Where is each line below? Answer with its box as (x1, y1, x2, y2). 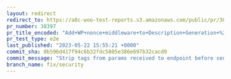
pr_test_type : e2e (6, 36, 59, 43)
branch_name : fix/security (6, 61, 84, 68)
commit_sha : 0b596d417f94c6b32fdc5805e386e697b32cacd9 (6, 49, 168, 56)
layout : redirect (6, 10, 57, 17)
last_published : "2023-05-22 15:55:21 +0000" (6, 42, 139, 49)
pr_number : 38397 (6, 23, 57, 30)
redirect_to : (6, 16, 44, 23)
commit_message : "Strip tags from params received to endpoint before (6, 55, 214, 62)
